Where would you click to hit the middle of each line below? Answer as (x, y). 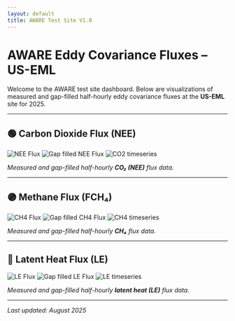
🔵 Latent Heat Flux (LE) (58, 260)
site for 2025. (27, 104)
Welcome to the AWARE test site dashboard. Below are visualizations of (110, 89)
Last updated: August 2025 (47, 310)
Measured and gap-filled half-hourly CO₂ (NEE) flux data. (91, 168)
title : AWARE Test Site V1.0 (50, 20)
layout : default (31, 14)
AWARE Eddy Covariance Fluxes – (107, 55)
